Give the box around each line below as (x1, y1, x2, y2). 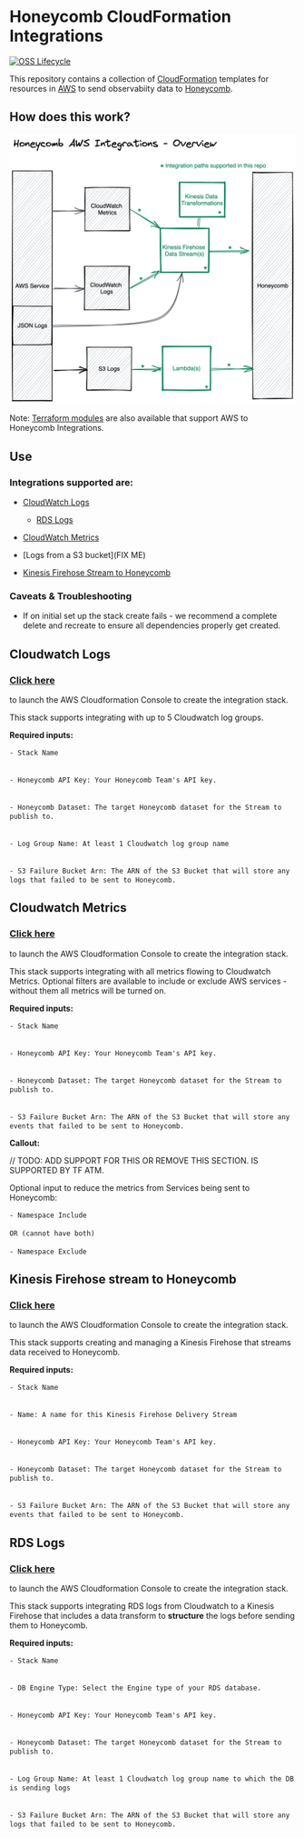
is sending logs (9, 1783, 71, 1793)
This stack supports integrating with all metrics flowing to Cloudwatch (9, 965, 271, 976)
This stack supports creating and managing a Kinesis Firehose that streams (9, 1337, 292, 1348)
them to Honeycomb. (9, 1620, 88, 1631)
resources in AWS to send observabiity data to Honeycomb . (9, 83, 233, 94)
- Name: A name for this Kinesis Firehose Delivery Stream (9, 1411, 238, 1420)
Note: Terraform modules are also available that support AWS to (9, 413, 249, 424)
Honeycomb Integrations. (9, 423, 104, 434)
